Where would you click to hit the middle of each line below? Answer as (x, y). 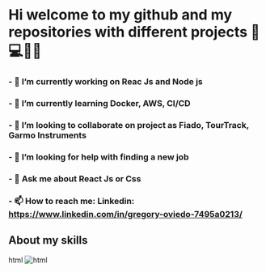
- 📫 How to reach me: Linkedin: (72, 201)
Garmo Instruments (48, 135)
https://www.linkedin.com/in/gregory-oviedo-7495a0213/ (125, 214)
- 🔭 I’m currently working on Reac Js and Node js (106, 82)
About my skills (48, 240)
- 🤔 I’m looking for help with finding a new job (99, 157)
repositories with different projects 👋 (134, 32)
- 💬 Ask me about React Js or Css (75, 178)
